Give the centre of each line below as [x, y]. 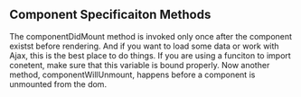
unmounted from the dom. [58, 84]
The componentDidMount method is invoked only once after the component [150, 36]
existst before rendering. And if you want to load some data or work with [144, 46]
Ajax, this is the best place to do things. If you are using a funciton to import [150, 55]
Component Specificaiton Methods [110, 15]
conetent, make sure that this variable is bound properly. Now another [140, 65]
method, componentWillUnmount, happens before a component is [132, 75]
